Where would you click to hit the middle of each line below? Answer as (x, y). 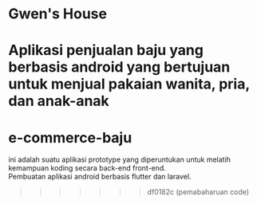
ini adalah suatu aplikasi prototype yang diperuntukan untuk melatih (120, 159)
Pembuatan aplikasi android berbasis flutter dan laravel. (100, 177)
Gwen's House (58, 14)
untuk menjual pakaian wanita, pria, (129, 84)
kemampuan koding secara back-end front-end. (87, 168)
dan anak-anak (59, 101)
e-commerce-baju (70, 137)
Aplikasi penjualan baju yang (106, 51)
